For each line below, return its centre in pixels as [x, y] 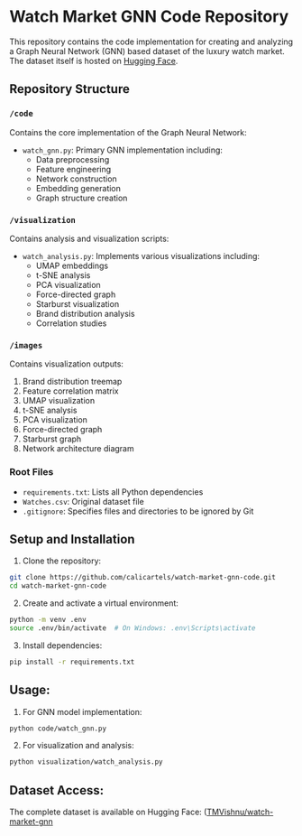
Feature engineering [73, 169]
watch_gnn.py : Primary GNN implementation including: [123, 150]
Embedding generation [78, 188]
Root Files [32, 472]
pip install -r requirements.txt [72, 662]
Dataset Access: [57, 790]
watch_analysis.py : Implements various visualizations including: [141, 255]
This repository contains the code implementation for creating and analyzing [151, 42]
